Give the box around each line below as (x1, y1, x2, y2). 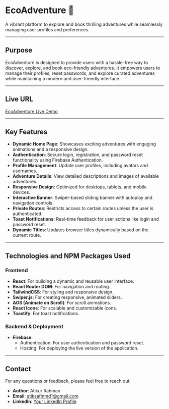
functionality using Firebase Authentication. (12, 157, 103, 163)
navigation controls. (12, 200, 54, 206)
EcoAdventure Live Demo (5, 108, 58, 114)
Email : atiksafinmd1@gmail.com (12, 393, 79, 399)
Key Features (5, 127, 48, 136)
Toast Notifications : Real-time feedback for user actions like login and (12, 216, 159, 222)
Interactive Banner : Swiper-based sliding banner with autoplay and (12, 194, 152, 201)
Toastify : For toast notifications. (12, 311, 79, 317)
